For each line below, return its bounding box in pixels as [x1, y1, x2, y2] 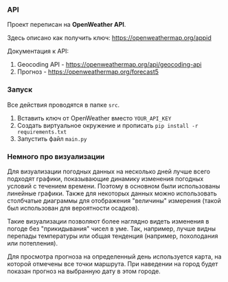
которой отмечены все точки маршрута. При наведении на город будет [7, 259, 218, 268]
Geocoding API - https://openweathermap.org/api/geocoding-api [16, 61, 202, 69]
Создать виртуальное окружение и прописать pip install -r [16, 121, 198, 129]
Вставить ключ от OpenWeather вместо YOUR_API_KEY [16, 113, 172, 122]
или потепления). [7, 239, 58, 247]
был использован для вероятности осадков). [7, 204, 139, 212]
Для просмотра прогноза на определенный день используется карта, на [7, 252, 222, 261]
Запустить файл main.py [16, 134, 87, 142]
